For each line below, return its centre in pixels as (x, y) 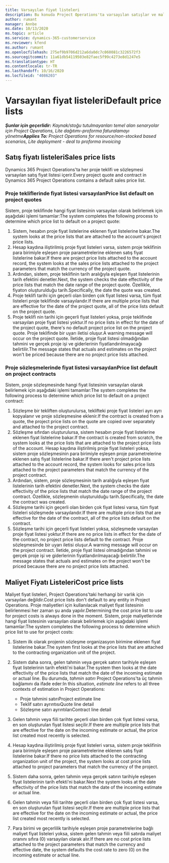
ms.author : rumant (24, 47)
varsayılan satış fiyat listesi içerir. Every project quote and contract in (76, 175)
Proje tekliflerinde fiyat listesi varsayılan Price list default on (80, 193)
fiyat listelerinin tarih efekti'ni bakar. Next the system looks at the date (84, 782)
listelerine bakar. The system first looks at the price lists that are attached (88, 647)
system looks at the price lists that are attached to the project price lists (87, 443)
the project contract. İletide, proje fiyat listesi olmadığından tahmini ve (85, 550)
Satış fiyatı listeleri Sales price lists (60, 157)
